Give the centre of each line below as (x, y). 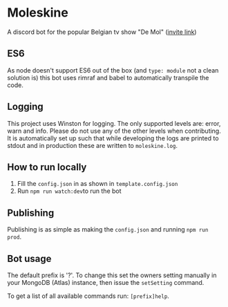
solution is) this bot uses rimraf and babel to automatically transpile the (108, 77)
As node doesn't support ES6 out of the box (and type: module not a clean (113, 70)
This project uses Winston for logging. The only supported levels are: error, (114, 123)
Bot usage (29, 258)
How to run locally (47, 167)
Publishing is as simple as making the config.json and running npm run (108, 230)
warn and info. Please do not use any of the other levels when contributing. (114, 131)
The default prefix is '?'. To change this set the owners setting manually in (112, 275)
